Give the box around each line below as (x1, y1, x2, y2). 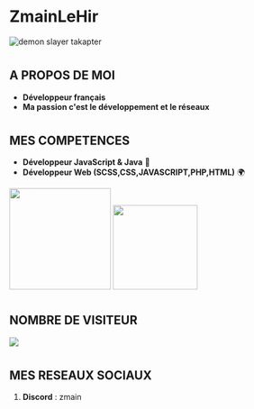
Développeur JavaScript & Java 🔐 (22, 157, 150, 168)
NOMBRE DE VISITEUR (9, 313, 138, 328)
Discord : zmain (22, 392, 82, 403)
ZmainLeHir (9, 6, 99, 27)
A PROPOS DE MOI (9, 68, 115, 83)
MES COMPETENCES (9, 132, 131, 148)
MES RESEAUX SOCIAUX (9, 368, 152, 383)
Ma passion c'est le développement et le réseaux (22, 101, 210, 112)
